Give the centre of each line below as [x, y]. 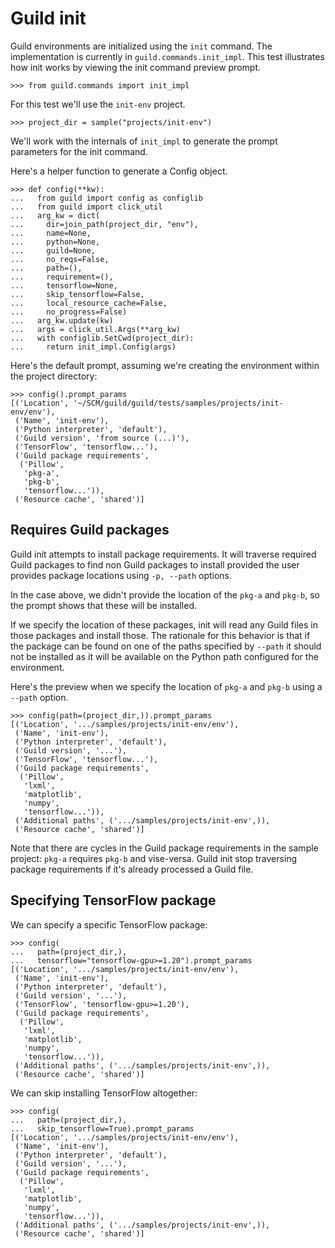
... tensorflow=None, [64, 285]
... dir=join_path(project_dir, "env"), [104, 224]
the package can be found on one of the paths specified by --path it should [166, 646]
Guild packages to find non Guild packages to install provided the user [155, 564]
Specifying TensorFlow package [113, 900]
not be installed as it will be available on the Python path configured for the [164, 656]
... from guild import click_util [86, 207]
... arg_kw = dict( [55, 215]
